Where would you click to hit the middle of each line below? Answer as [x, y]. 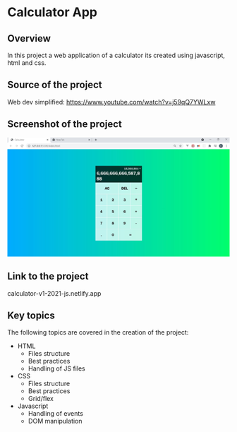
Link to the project [48, 276]
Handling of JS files [57, 368]
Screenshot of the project [65, 124]
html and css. [27, 63]
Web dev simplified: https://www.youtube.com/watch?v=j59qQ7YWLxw [111, 102]
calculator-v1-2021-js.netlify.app [54, 293]
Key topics [31, 316]
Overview [29, 38]
